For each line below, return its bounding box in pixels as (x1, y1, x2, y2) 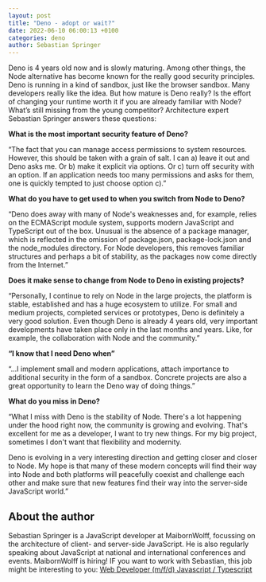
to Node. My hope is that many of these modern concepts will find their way (8, 461, 257, 471)
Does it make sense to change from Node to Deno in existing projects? (8, 275, 245, 285)
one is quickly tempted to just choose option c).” (8, 178, 167, 188)
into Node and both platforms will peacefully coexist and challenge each (8, 470, 245, 479)
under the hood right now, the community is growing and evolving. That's (8, 420, 249, 430)
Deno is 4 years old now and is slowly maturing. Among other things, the (8, 63, 246, 72)
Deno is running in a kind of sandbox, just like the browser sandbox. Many (8, 80, 250, 90)
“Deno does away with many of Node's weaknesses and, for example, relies (8, 209, 257, 219)
